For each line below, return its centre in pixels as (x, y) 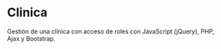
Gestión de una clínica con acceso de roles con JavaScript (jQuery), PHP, (111, 31)
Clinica (27, 13)
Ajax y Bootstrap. (31, 38)
